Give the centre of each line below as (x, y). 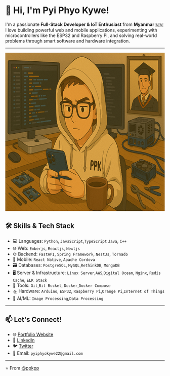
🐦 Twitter (23, 346)
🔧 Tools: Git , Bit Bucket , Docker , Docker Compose (61, 285)
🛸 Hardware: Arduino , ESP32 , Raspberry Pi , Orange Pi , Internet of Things (89, 291)
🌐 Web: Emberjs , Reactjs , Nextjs (46, 248)
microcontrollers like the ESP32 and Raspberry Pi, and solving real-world (81, 35)
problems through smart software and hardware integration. (68, 41)
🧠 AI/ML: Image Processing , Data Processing (58, 298)
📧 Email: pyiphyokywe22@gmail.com (48, 353)
